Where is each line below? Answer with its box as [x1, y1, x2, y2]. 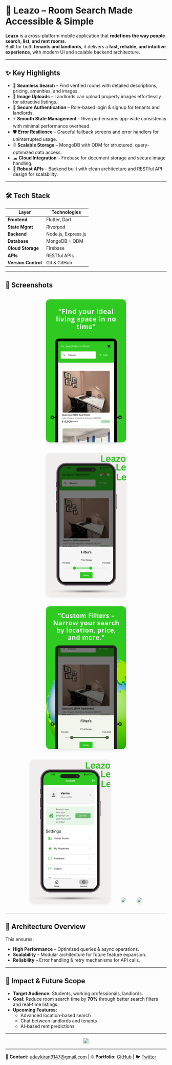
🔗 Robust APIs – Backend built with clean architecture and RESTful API [12, 166, 162, 172]
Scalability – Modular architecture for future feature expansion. [12, 951, 147, 958]
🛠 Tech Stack [5, 191, 50, 200]
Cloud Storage [7, 245, 39, 251]
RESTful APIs [46, 252, 74, 259]
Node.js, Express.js [46, 231, 87, 237]
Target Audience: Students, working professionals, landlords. [12, 990, 143, 997]
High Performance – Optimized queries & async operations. [12, 946, 139, 952]
